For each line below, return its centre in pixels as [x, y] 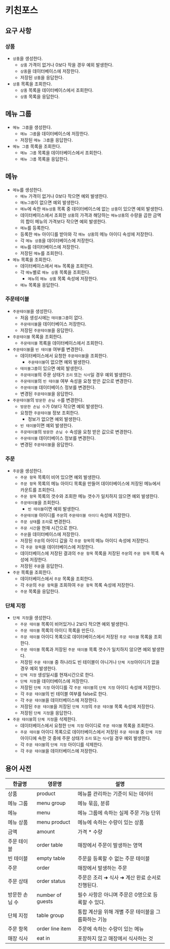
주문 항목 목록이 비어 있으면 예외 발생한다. [60, 477]
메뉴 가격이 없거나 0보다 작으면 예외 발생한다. [64, 196]
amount [46, 832]
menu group [51, 803]
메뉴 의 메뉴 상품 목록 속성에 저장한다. [63, 278]
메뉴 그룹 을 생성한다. [32, 127]
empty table [51, 858]
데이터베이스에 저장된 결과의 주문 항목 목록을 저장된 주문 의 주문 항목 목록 [90, 553]
